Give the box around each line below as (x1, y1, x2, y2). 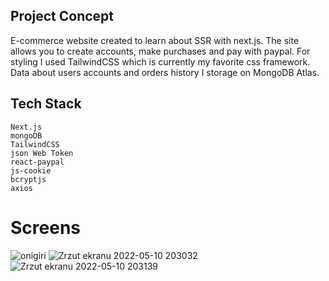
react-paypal (10, 157, 65, 167)
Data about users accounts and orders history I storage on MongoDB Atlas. (10, 66, 320, 78)
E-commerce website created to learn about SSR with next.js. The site (10, 34, 300, 46)
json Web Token (10, 148, 74, 158)
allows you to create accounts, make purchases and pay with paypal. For (10, 45, 311, 57)
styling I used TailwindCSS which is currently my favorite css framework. (10, 55, 311, 68)
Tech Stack (10, 95, 82, 113)
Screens (10, 216, 81, 239)
